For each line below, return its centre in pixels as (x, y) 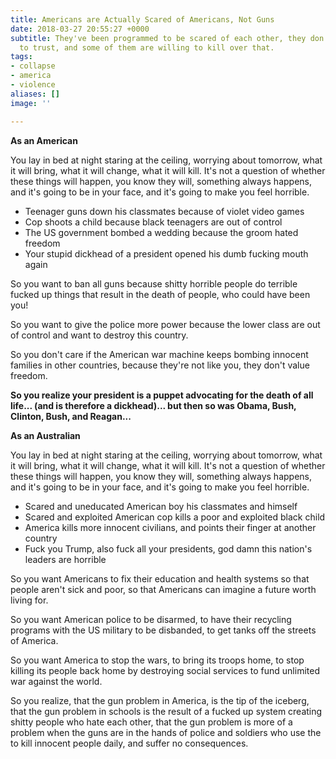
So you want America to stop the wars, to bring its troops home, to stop (157, 660)
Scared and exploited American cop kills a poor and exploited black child (175, 517)
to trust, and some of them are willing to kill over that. (147, 47)
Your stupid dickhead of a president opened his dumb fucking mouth (166, 253)
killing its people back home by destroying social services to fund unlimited (165, 670)
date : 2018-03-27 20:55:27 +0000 (80, 29)
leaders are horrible (65, 559)
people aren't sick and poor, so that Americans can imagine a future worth (163, 589)
